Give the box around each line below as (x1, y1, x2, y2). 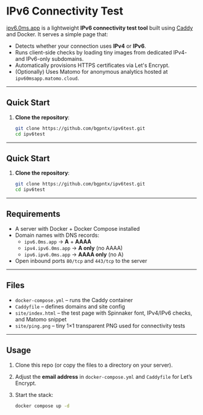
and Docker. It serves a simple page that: (6, 30, 109, 37)
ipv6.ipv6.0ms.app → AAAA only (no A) (24, 251, 124, 258)
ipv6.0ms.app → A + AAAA (24, 237, 92, 245)
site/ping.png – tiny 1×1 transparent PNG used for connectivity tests (14, 322, 185, 329)
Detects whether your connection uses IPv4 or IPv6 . (14, 42, 146, 50)
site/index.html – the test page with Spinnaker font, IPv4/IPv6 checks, (14, 309, 192, 317)
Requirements (6, 209, 60, 219)
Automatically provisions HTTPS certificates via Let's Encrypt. (14, 62, 170, 69)
